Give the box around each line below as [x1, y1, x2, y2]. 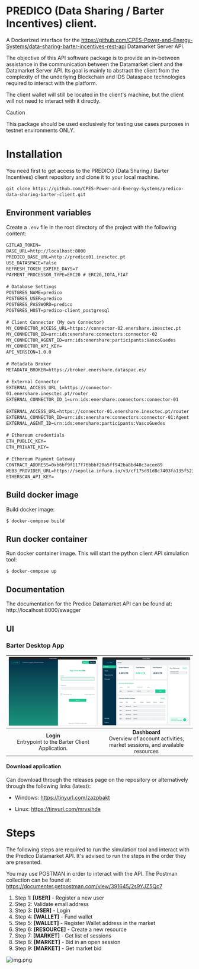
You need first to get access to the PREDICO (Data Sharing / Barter [6, 167, 169, 174]
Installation [6, 147, 63, 161]
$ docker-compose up [6, 569, 57, 575]
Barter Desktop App [6, 642, 65, 650]
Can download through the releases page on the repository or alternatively [6, 776, 188, 783]
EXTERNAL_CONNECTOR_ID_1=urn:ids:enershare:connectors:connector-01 [6, 396, 179, 402]
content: [6, 230, 27, 237]
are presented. [6, 858, 42, 866]
